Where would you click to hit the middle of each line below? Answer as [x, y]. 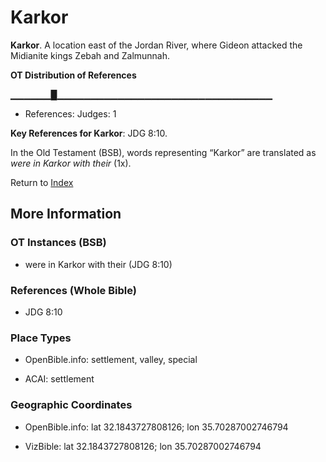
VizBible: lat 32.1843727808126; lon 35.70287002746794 [143, 446]
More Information [66, 214]
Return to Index [42, 182]
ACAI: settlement [59, 379]
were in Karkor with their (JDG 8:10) [98, 264]
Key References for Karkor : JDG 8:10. [89, 133]
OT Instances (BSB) [58, 243]
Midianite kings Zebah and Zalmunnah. [90, 55]
